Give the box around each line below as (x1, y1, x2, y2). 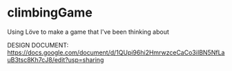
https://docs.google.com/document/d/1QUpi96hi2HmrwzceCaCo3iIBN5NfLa (7, 48, 225, 57)
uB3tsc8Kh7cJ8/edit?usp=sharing (7, 55, 104, 63)
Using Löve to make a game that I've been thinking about (7, 28, 169, 36)
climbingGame (7, 5, 93, 21)
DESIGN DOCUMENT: (7, 41, 69, 49)
